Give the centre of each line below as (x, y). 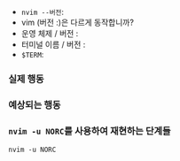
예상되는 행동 (35, 104)
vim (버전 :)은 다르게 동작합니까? (78, 22)
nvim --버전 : (42, 12)
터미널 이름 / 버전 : (53, 44)
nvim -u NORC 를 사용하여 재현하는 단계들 (90, 131)
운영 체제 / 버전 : (50, 33)
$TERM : (32, 54)
